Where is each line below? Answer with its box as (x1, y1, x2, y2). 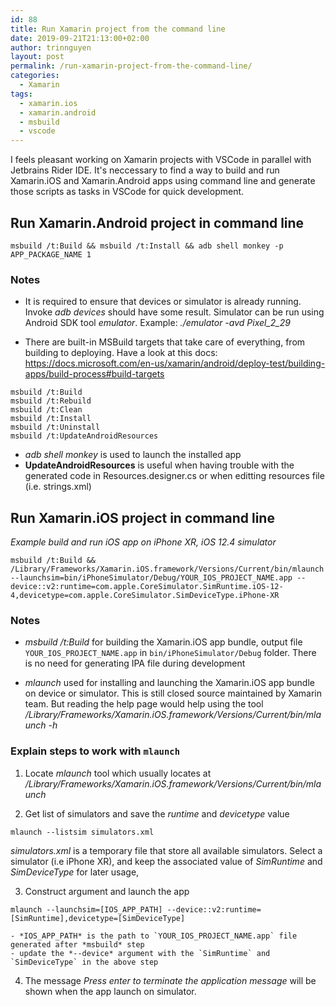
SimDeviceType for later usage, (10, 866, 140, 878)
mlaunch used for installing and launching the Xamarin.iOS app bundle (24, 677, 315, 689)
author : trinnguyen (10, 42, 92, 53)
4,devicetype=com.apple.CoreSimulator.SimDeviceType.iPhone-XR (10, 591, 280, 601)
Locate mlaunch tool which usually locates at (24, 767, 212, 779)
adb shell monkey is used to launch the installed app (24, 449, 242, 461)
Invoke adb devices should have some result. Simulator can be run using (24, 306, 325, 318)
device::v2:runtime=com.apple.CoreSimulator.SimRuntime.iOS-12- (10, 582, 284, 592)
